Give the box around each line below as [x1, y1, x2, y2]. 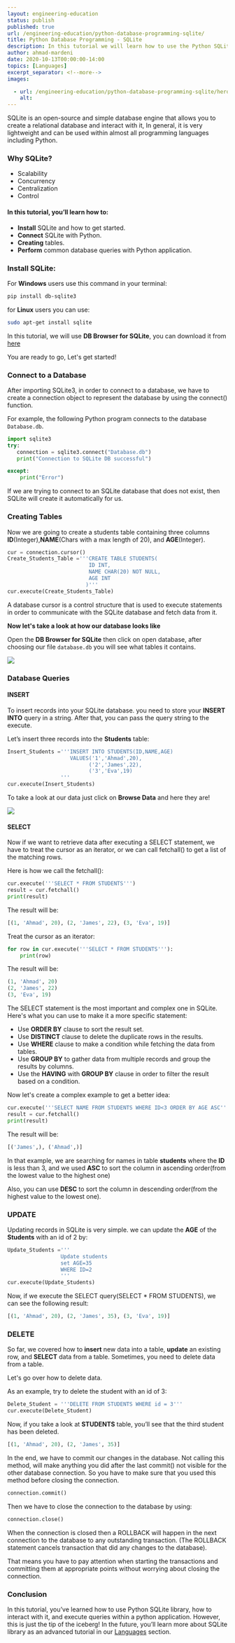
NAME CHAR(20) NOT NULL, [88, 568, 161, 575]
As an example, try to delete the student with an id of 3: [7, 1387, 167, 1396]
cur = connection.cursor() [7, 549, 86, 556]
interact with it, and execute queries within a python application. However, [7, 1612, 220, 1621]
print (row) [20, 952, 52, 959]
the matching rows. [7, 853, 63, 862]
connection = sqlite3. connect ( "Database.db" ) [16, 448, 152, 455]
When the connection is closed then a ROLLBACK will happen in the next [7, 1528, 217, 1537]
